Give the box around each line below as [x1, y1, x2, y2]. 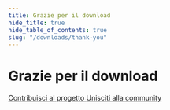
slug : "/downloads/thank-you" [8, 33, 108, 42]
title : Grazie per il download [8, 11, 111, 20]
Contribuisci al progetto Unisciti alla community [8, 93, 162, 103]
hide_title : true [8, 19, 65, 27]
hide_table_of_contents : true [8, 26, 108, 34]
